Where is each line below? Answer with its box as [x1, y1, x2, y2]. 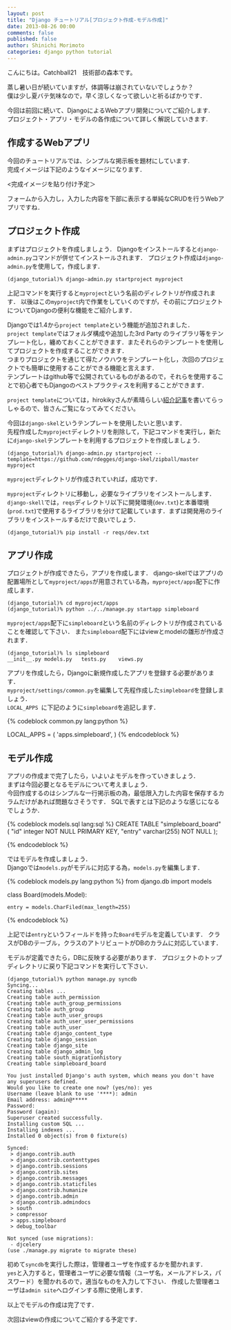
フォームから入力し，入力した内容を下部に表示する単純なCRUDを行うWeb [7, 194, 219, 203]
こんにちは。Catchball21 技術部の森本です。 [7, 68, 137, 76]
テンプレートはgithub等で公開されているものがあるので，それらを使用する [7, 372, 219, 380]
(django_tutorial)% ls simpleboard [7, 650, 110, 657]
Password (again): [7, 1109, 60, 1116]
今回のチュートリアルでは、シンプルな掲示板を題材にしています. [7, 156, 190, 165]
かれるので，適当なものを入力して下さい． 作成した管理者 [49, 1278, 214, 1286]
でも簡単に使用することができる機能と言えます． [19, 363, 159, 372]
